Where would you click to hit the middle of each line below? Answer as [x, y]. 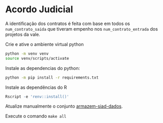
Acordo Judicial [39, 9]
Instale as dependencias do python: [43, 68]
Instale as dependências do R [36, 87]
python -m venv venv [27, 54]
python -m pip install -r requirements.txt [52, 78]
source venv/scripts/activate [37, 58]
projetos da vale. [23, 34]
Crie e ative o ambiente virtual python [44, 44]
